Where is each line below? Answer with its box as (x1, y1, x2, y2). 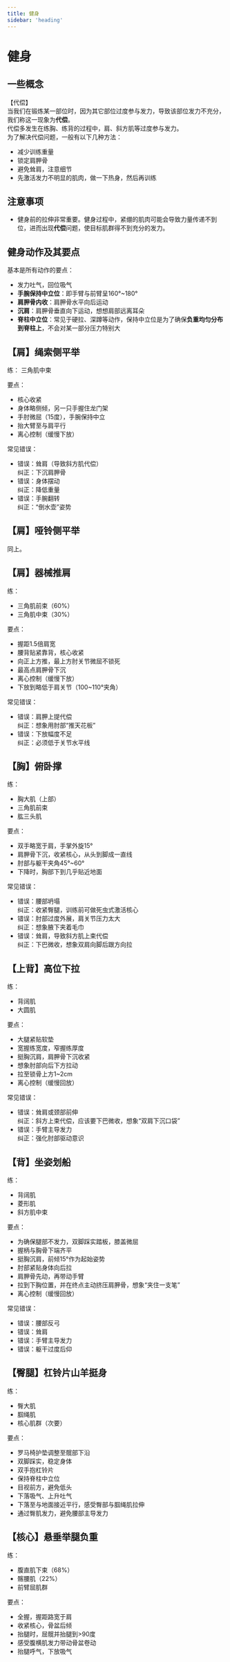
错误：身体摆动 (17, 476, 60, 485)
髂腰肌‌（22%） (17, 1574, 61, 1582)
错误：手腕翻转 (17, 493, 60, 502)
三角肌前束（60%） (17, 601, 74, 610)
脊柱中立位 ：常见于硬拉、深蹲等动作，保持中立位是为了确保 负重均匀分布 (17, 315, 223, 324)
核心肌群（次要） (17, 1419, 66, 1427)
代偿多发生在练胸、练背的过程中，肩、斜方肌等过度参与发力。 (7, 124, 183, 132)
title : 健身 (7, 10, 39, 17)
